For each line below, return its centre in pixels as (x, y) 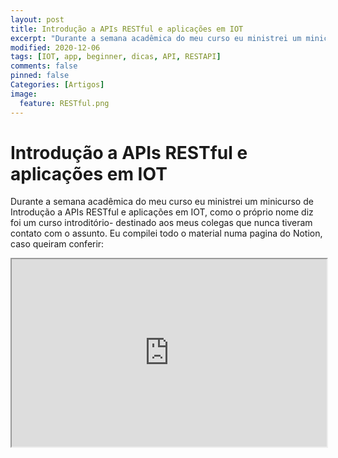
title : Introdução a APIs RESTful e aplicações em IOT (127, 29)
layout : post (37, 19)
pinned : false (40, 76)
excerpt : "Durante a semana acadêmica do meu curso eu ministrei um (156, 38)
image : (24, 94)
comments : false (44, 66)
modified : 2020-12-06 (55, 47)
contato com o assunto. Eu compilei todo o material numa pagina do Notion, (166, 233)
